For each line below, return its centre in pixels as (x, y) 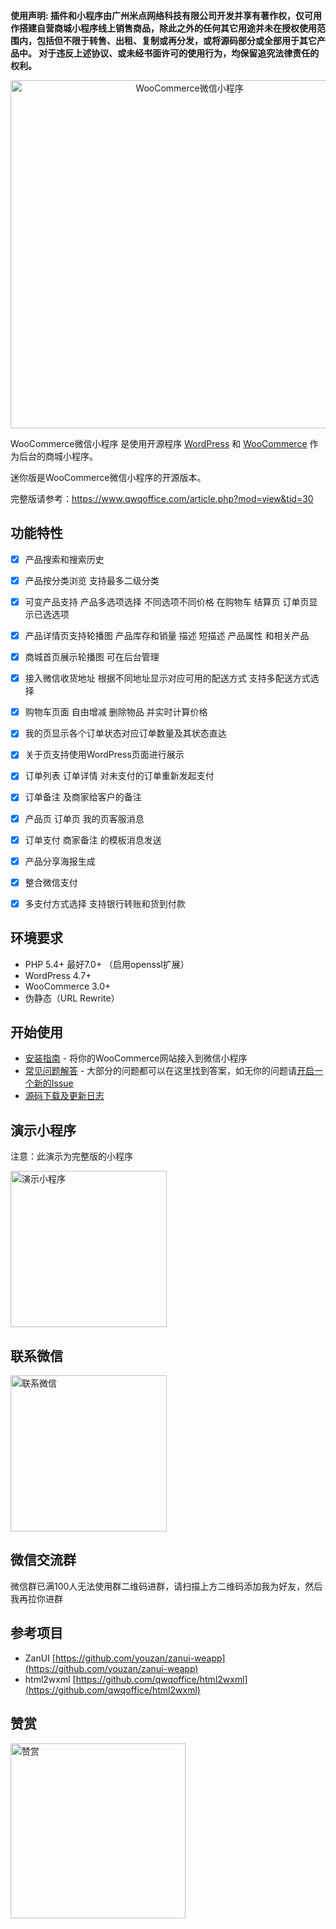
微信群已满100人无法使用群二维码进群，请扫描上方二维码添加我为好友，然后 (166, 1586)
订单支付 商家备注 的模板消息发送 (93, 840)
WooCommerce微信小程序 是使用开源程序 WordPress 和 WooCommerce (159, 443)
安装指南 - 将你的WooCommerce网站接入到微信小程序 (136, 1058)
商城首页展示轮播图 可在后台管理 (92, 657)
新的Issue (53, 1083)
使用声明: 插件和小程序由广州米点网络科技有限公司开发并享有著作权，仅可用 (166, 15)
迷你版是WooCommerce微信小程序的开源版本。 (108, 477)
